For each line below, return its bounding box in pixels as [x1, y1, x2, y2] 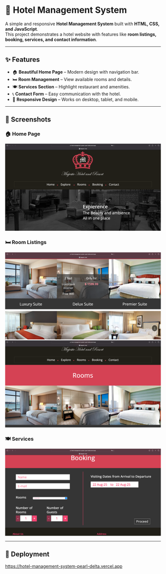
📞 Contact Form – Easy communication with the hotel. [12, 91, 121, 97]
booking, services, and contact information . [5, 37, 97, 42]
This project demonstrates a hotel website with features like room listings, [5, 31, 157, 37]
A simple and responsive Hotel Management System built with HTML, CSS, [5, 21, 160, 27]
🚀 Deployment [5, 550, 49, 559]
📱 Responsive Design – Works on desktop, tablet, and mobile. [12, 96, 139, 102]
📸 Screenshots [5, 116, 51, 124]
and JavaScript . [5, 26, 39, 32]
